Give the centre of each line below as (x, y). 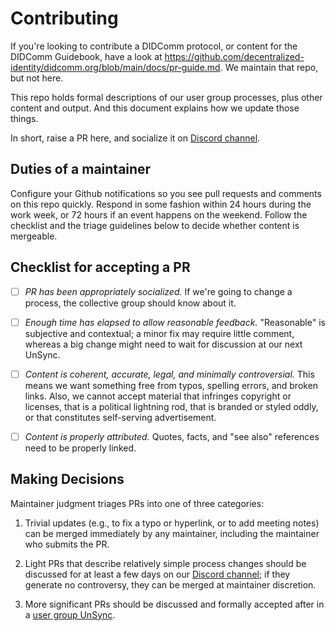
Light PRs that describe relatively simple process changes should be (165, 563)
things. (24, 118)
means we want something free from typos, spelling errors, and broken (171, 385)
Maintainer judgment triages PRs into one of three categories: (137, 503)
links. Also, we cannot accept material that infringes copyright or (158, 396)
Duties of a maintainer (81, 169)
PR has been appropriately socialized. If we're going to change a (158, 291)
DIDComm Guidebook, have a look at (86, 56)
